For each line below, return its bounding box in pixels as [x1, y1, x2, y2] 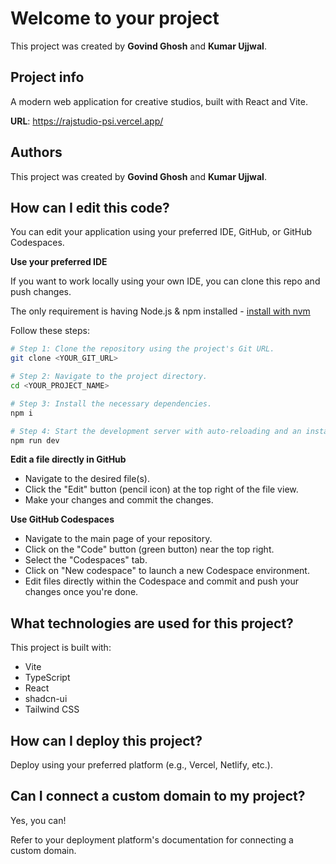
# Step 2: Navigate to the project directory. [10, 372, 208, 382]
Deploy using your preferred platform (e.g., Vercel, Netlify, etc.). [10, 759, 273, 771]
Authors [10, 144, 63, 161]
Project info [10, 69, 85, 86]
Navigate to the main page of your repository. [24, 533, 213, 545]
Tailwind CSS [24, 703, 80, 716]
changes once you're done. [24, 586, 139, 598]
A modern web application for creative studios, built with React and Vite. [10, 95, 308, 107]
